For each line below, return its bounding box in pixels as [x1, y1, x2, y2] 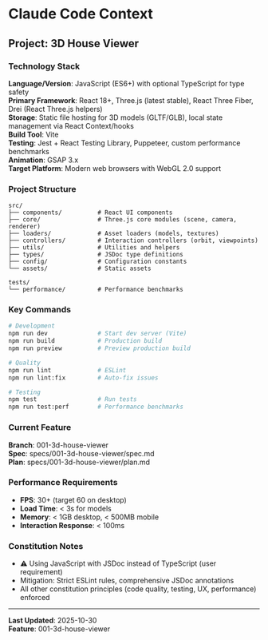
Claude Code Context [8, 5, 154, 23]
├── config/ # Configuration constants [8, 257, 187, 266]
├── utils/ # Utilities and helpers [8, 244, 180, 252]
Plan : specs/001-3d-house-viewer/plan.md [8, 457, 150, 467]
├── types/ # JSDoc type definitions [8, 251, 183, 259]
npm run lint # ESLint [8, 366, 127, 374]
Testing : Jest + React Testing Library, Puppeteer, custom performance [8, 137, 241, 148]
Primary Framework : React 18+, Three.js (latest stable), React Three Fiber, [8, 95, 254, 105]
